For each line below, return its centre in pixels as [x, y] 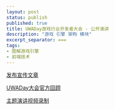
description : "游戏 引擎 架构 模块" [49, 34]
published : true [27, 23]
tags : [13, 46]
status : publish [27, 18]
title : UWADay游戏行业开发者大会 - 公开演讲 [58, 29]
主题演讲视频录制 [28, 100]
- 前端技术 [18, 57]
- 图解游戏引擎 [23, 51]
